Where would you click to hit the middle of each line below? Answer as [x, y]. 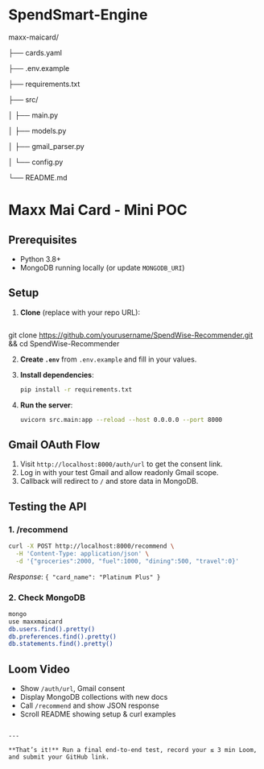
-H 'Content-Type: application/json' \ [82, 553]
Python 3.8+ [41, 258]
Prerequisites [43, 240]
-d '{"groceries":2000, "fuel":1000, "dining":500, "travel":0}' [128, 561]
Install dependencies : [57, 374]
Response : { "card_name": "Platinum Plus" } [85, 577]
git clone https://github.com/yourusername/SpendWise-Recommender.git [131, 335]
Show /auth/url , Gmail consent [72, 688]
